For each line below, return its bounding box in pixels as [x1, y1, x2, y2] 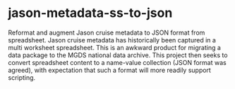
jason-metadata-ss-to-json [8, 5, 173, 21]
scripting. [8, 73, 36, 82]
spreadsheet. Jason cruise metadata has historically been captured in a [8, 35, 216, 44]
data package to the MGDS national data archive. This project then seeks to [8, 51, 228, 59]
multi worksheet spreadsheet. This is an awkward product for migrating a [8, 43, 222, 52]
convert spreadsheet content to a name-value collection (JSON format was [8, 58, 227, 66]
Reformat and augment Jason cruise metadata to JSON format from [8, 28, 205, 37]
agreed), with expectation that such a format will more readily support [8, 66, 211, 74]
